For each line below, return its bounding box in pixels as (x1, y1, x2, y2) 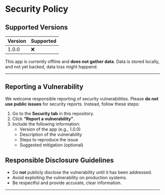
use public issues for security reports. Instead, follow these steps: (5, 101, 140, 107)
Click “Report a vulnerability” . (12, 116, 75, 122)
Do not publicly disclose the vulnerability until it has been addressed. (12, 169, 152, 175)
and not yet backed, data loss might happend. (5, 64, 98, 69)
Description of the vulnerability (19, 131, 82, 137)
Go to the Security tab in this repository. (12, 110, 94, 116)
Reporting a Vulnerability (5, 83, 83, 91)
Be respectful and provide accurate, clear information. (12, 180, 122, 186)
